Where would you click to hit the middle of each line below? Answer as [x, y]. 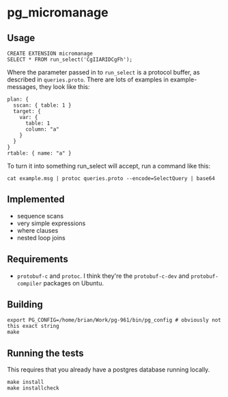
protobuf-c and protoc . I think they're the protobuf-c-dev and [103, 276]
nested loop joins [41, 238]
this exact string [33, 326]
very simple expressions [51, 223]
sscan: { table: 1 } [42, 105]
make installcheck [33, 388]
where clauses [38, 230]
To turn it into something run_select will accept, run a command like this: [109, 166]
